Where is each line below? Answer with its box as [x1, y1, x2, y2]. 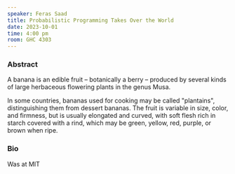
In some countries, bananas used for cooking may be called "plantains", [7, 96, 215, 105]
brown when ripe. [7, 126, 58, 135]
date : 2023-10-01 [7, 23, 58, 30]
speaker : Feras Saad [7, 10, 68, 18]
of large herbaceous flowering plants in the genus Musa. [7, 83, 171, 91]
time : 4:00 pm [7, 29, 49, 37]
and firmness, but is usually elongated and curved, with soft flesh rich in [7, 112, 216, 120]
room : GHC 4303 [7, 36, 52, 43]
